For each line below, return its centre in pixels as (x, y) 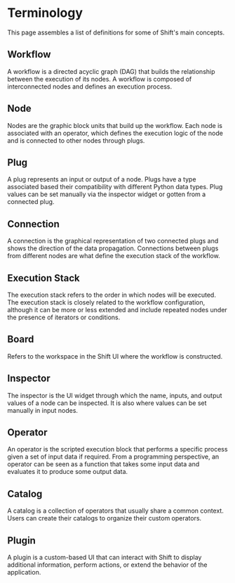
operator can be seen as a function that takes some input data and (103, 464)
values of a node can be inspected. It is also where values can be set (107, 403)
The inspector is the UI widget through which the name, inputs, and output (115, 395)
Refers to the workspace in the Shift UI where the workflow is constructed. (115, 356)
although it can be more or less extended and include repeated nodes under (117, 310)
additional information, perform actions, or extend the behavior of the (107, 565)
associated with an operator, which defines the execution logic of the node (115, 133)
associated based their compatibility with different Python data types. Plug (115, 187)
